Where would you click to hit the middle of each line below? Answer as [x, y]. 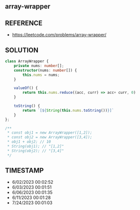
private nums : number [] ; [39, 66]
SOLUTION [22, 50]
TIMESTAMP [24, 171]
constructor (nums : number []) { [45, 70]
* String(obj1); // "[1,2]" [35, 146]
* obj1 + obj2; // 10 [29, 142]
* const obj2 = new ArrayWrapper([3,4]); [50, 137]
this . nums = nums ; [41, 75]
